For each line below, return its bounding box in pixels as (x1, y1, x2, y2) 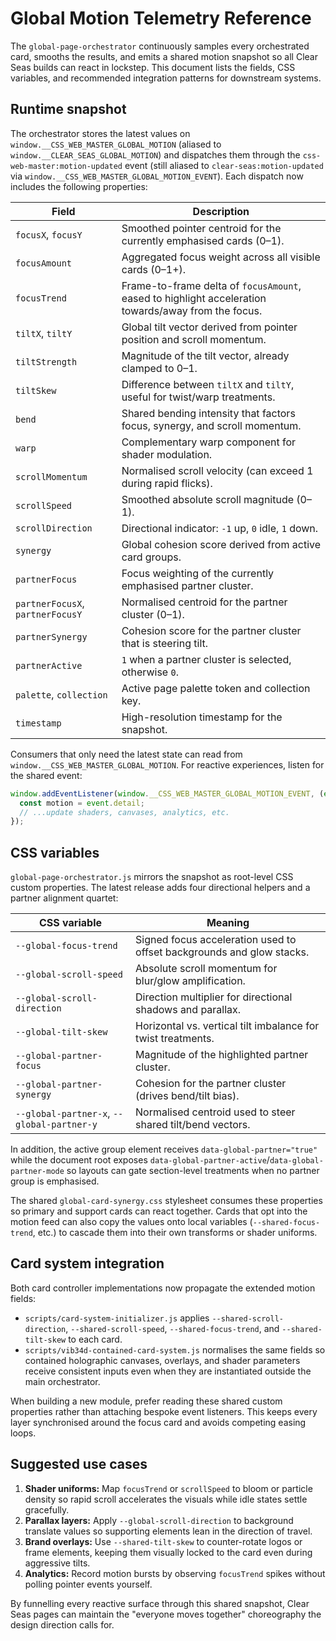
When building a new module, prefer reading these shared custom (10, 1395, 283, 1407)
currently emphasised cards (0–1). (121, 233, 285, 247)
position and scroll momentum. (121, 332, 267, 346)
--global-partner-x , (15, 1107, 111, 1121)
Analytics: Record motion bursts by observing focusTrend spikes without (24, 1567, 326, 1579)
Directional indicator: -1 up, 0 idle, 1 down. (121, 521, 319, 535)
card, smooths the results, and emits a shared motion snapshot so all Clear (10, 50, 318, 62)
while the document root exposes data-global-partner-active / (10, 1154, 270, 1166)
